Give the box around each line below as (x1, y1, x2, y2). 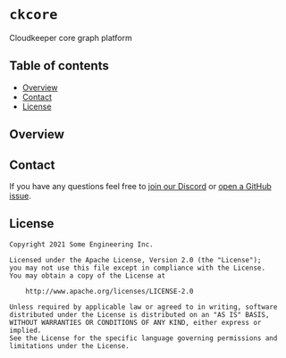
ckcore (9, 6, 58, 23)
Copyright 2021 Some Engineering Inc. (9, 239, 154, 249)
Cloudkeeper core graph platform (9, 32, 132, 43)
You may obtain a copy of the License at (9, 271, 166, 280)
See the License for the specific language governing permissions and (9, 333, 278, 343)
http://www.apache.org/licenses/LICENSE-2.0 (25, 287, 194, 296)
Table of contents (9, 58, 109, 73)
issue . (9, 190, 31, 201)
